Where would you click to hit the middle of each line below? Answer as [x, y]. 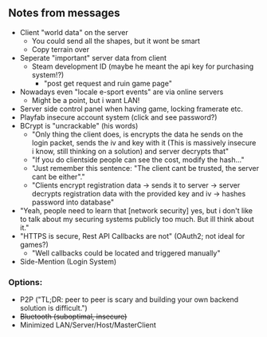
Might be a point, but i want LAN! [86, 100]
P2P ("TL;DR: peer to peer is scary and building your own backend [129, 299]
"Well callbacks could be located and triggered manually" [126, 253]
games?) [34, 244]
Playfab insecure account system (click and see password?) [118, 117]
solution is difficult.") [53, 308]
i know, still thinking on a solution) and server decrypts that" [130, 151]
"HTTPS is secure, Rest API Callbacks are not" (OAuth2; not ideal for [132, 236]
